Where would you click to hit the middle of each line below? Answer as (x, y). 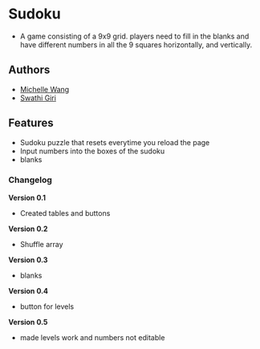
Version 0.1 (27, 197)
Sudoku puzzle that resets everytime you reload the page (115, 142)
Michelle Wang (45, 89)
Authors (29, 70)
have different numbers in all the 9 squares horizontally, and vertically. (136, 44)
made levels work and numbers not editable (92, 337)
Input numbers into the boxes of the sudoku (92, 151)
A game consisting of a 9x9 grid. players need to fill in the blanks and (134, 36)
